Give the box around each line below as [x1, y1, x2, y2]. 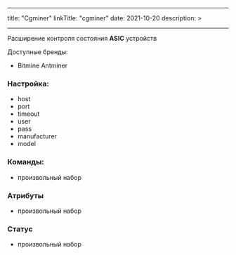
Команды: [7, 157, 44, 167]
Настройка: [7, 79, 49, 89]
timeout [17, 110, 40, 118]
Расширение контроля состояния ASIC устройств [7, 34, 157, 42]
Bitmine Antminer [17, 61, 68, 70]
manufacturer [17, 132, 58, 140]
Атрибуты [7, 190, 44, 200]
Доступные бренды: [7, 48, 68, 56]
